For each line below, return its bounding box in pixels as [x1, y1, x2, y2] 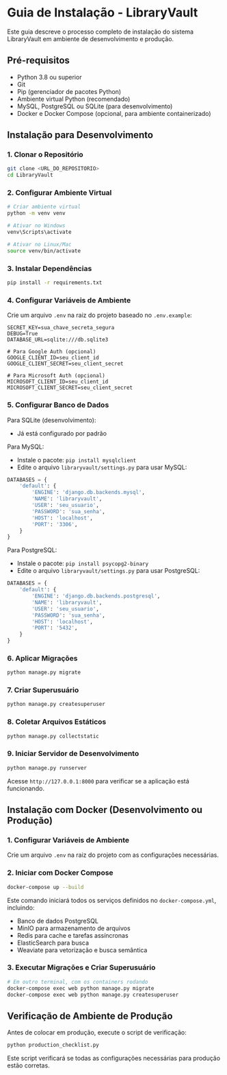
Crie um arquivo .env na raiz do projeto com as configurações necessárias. [7, 851, 219, 859]
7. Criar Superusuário [7, 685, 79, 695]
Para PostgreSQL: [7, 546, 57, 554]
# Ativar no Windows [7, 222, 66, 229]
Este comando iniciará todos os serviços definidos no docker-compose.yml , [7, 896, 217, 904]
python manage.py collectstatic [7, 733, 99, 740]
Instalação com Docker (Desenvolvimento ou [7, 804, 203, 816]
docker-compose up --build [7, 884, 84, 890]
